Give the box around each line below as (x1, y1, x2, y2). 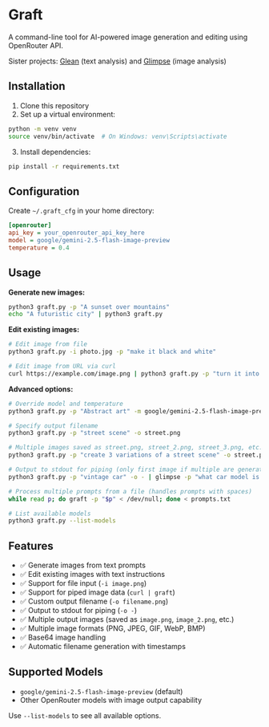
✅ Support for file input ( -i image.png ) (19, 579, 147, 588)
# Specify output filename (8, 421, 98, 430)
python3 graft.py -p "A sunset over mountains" (8, 303, 171, 311)
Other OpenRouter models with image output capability (19, 695, 203, 705)
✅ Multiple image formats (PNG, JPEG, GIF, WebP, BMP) (19, 623, 206, 633)
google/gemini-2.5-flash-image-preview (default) (19, 686, 183, 696)
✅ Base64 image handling (19, 632, 106, 643)
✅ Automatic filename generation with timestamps (19, 642, 187, 652)
